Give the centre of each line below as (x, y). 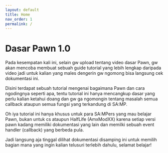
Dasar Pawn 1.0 (38, 49)
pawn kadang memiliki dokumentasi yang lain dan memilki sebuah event (80, 125)
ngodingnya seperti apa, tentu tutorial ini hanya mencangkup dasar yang (80, 94)
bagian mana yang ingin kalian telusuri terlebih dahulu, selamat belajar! (78, 145)
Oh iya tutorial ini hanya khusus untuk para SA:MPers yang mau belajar (78, 114)
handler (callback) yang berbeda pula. (45, 130)
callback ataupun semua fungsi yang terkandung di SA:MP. (66, 104)
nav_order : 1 (19, 19)
